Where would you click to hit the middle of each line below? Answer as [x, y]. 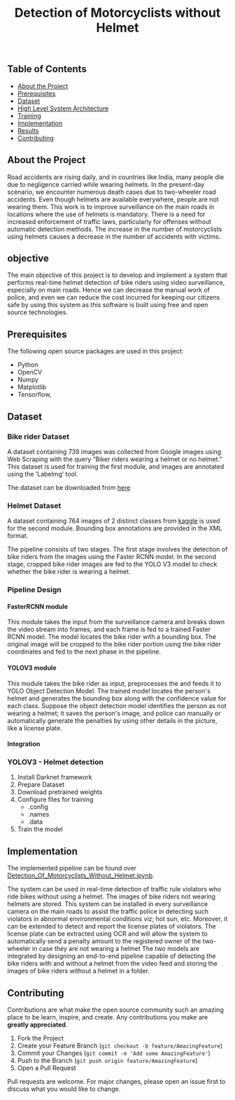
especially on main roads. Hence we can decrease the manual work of [108, 290]
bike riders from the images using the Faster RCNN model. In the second [112, 557]
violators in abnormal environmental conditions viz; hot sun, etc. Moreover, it [117, 919]
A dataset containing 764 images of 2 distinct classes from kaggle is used [114, 521]
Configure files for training [55, 800]
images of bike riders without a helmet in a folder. [79, 971]
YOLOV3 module [32, 668]
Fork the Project [41, 1038]
